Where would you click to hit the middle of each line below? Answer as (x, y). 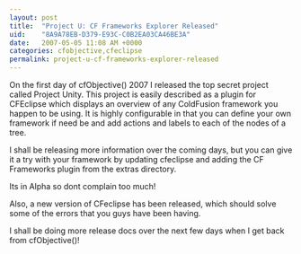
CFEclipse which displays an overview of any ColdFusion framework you (144, 104)
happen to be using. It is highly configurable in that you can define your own (150, 114)
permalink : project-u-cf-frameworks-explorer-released (114, 59)
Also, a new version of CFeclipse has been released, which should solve (143, 204)
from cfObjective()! (44, 240)
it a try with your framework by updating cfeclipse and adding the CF (137, 159)
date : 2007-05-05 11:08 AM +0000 (76, 43)
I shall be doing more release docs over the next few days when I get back (147, 231)
